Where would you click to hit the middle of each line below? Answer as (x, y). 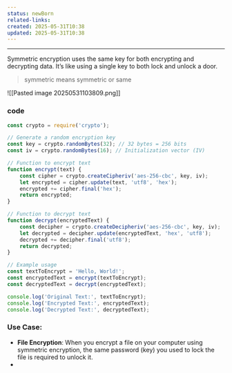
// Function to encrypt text (49, 163)
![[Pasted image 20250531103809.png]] (64, 93)
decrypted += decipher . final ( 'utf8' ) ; (75, 240)
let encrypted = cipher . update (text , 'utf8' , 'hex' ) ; (98, 182)
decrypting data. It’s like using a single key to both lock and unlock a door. (113, 66)
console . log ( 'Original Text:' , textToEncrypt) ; (77, 297)
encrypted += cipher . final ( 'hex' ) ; (71, 189)
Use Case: (25, 327)
